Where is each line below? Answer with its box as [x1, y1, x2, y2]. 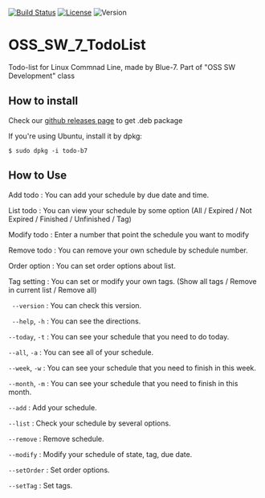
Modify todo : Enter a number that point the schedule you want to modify [8, 229, 250, 239]
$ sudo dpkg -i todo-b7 [8, 146, 88, 154]
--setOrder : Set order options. [8, 465, 110, 475]
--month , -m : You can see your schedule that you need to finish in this [8, 378, 238, 388]
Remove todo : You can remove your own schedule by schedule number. [8, 245, 248, 255]
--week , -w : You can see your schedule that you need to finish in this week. [8, 363, 257, 372]
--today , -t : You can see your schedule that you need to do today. [8, 331, 230, 341]
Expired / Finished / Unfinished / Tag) [8, 214, 132, 224]
